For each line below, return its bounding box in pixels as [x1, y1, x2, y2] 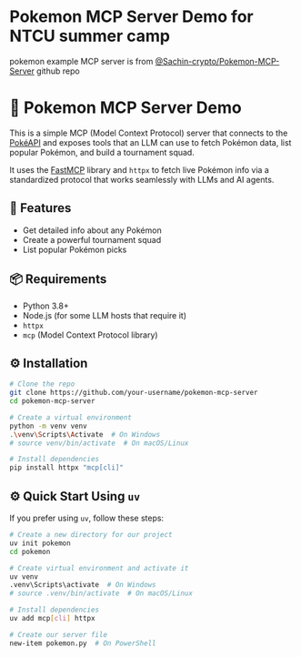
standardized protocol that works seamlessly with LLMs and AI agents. [9, 174, 275, 185]
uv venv [9, 571, 39, 581]
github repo [35, 66, 80, 76]
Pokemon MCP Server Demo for [9, 6, 254, 27]
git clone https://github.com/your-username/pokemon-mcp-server [9, 389, 258, 398]
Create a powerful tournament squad [22, 234, 162, 245]
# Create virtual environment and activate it [9, 563, 189, 572]
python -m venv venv [9, 421, 88, 430]
